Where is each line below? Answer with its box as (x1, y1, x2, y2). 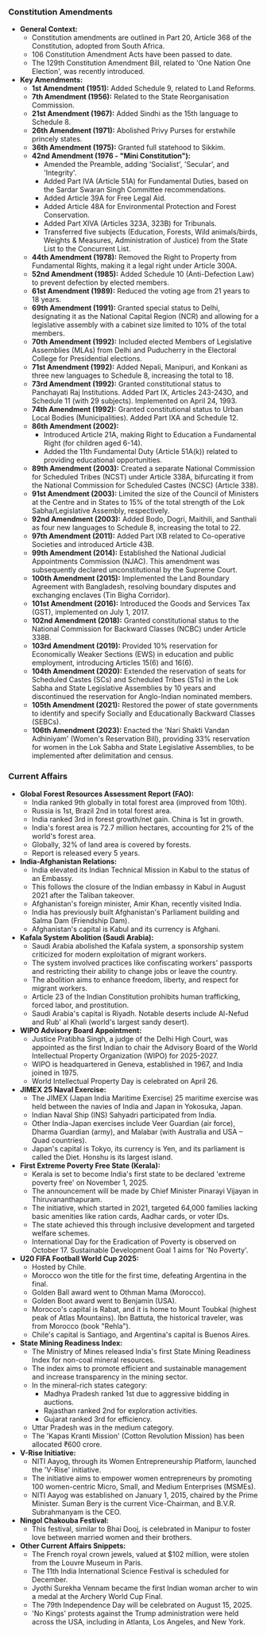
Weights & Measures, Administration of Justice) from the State (43, 235, 248, 245)
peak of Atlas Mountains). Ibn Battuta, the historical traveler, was (31, 1313, 244, 1322)
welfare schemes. (31, 1228, 90, 1238)
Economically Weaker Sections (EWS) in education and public (31, 650, 234, 659)
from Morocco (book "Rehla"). (31, 1321, 131, 1330)
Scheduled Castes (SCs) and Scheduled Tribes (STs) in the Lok (31, 675, 239, 685)
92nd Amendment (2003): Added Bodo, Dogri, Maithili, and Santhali (31, 514, 257, 524)
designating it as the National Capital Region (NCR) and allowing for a (31, 312, 259, 321)
